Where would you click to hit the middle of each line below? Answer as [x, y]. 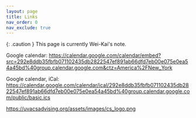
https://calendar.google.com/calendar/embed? [105, 55]
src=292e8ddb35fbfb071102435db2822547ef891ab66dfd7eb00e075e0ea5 [97, 62]
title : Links [22, 17]
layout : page [22, 11]
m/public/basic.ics [28, 98]
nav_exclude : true [28, 28]
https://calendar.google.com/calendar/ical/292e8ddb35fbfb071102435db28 [97, 85]
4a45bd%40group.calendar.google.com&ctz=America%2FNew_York [89, 68]
